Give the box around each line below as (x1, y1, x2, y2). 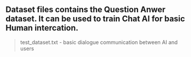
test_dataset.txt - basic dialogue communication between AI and (20, 38, 178, 46)
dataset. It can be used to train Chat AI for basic (5, 14, 185, 24)
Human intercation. (5, 23, 79, 33)
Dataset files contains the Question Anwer (5, 5, 165, 15)
